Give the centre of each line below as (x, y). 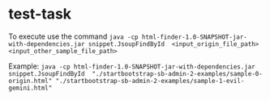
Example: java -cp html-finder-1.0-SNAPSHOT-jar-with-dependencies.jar (132, 66)
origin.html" (30, 81)
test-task (40, 14)
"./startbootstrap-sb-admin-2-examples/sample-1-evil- (150, 81)
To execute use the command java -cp (74, 36)
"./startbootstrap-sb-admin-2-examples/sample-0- (178, 73)
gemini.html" (30, 88)
